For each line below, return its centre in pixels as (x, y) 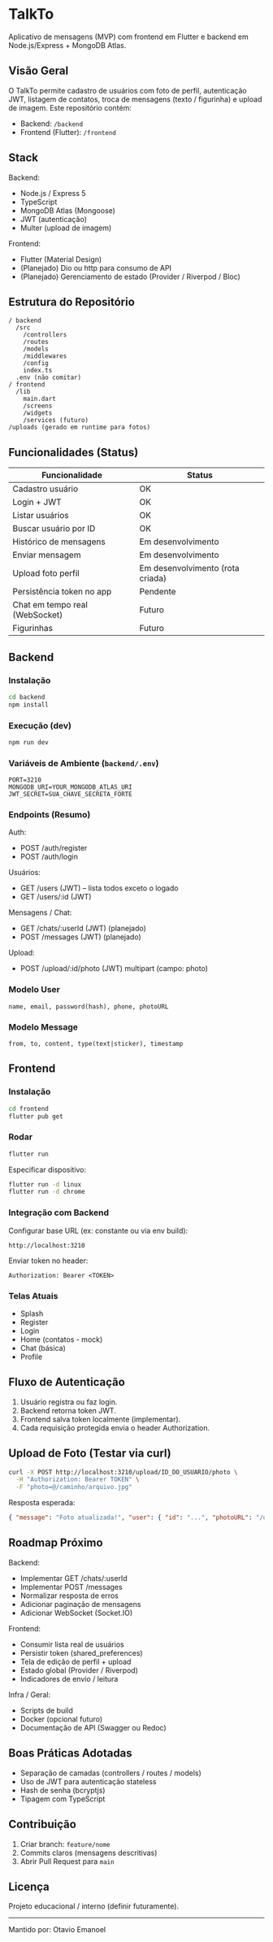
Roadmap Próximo (56, 1543)
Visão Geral (39, 71)
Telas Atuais (33, 1295)
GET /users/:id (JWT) (56, 897)
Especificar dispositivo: (48, 1169)
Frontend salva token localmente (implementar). (100, 1419)
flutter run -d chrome (47, 1192)
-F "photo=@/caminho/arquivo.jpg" (74, 1487)
